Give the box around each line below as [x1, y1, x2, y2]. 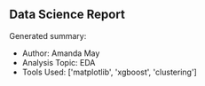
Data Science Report [9, 7, 126, 22]
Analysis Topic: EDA [21, 57, 96, 67]
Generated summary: [9, 30, 87, 41]
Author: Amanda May [21, 48, 100, 59]
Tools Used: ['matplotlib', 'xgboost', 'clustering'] [21, 66, 197, 77]
